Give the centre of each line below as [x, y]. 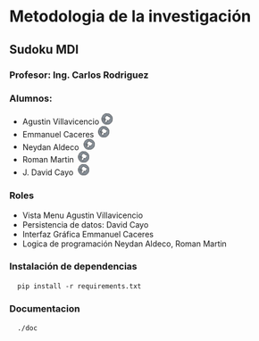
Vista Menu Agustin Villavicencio [83, 215]
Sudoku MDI [44, 50]
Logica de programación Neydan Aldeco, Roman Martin [125, 244]
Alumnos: [31, 98]
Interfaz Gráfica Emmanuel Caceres [88, 234]
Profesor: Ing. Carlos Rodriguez [79, 75]
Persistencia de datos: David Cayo [85, 224]
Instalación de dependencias [73, 267]
